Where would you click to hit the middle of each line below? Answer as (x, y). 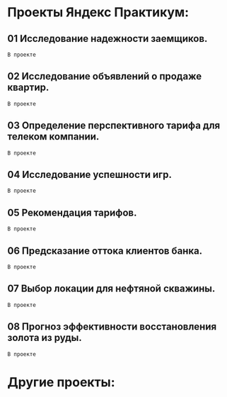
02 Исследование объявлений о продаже (105, 76)
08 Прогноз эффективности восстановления (112, 327)
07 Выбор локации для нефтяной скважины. (111, 289)
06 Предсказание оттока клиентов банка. (105, 251)
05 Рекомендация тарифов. (72, 212)
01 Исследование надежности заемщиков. (107, 39)
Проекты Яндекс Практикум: (98, 12)
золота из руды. (45, 338)
